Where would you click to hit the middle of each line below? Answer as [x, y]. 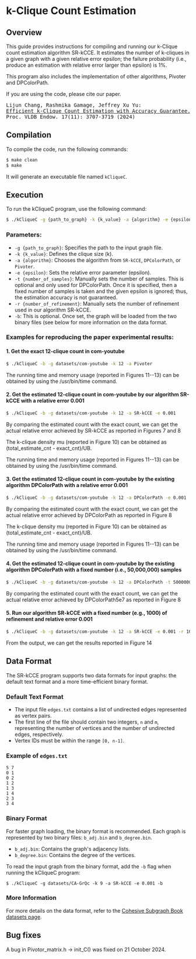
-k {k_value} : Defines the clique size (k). [64, 254]
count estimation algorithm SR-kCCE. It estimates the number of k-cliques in [98, 53]
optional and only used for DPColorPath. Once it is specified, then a [96, 285]
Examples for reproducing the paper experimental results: [90, 337]
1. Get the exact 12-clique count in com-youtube [65, 351]
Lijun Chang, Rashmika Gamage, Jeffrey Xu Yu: [74, 105]
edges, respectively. [39, 734]
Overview [24, 32]
